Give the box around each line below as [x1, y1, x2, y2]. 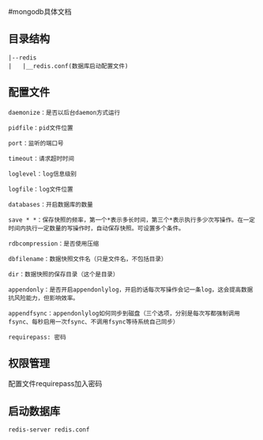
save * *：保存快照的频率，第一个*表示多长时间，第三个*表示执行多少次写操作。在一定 [8, 216, 255, 224]
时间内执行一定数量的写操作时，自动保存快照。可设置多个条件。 [8, 224, 185, 232]
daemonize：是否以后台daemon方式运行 [8, 108, 121, 116]
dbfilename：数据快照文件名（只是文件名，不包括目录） [8, 255, 167, 263]
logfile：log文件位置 [8, 185, 73, 193]
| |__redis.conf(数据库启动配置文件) [8, 62, 129, 70]
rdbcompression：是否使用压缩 [8, 240, 100, 248]
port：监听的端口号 [8, 139, 64, 147]
